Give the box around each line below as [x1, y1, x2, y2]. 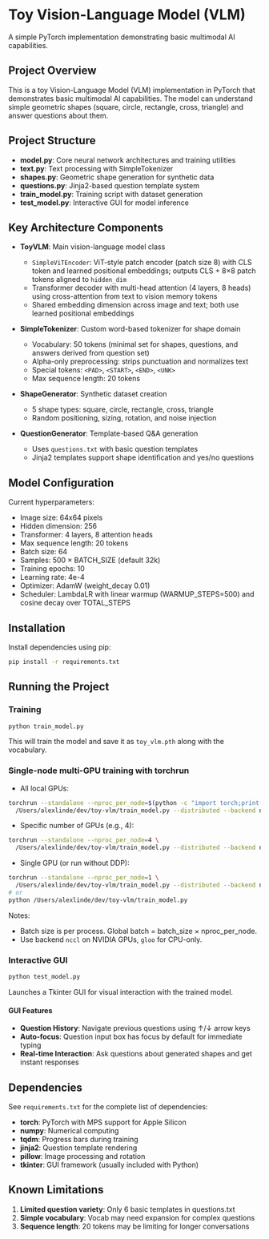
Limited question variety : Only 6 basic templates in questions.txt [19, 1204, 235, 1214]
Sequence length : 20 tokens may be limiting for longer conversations [19, 1221, 250, 1231]
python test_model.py [8, 973, 81, 981]
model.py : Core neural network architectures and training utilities [19, 155, 236, 165]
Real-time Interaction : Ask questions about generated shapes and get [19, 1049, 252, 1059]
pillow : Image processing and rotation [19, 1151, 146, 1161]
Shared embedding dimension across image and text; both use [31, 300, 239, 310]
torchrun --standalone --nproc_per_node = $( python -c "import [8, 799, 217, 807]
